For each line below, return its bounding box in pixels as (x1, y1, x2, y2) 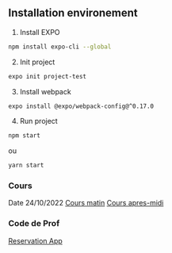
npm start (8, 132, 41, 140)
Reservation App (8, 236, 63, 245)
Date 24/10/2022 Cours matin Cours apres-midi (8, 198, 164, 208)
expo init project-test (8, 72, 87, 80)
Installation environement (8, 6, 139, 20)
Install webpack (19, 86, 71, 96)
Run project (19, 117, 58, 126)
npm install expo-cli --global (8, 43, 112, 51)
